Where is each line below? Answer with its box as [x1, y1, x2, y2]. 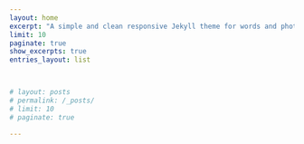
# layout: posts [9, 88, 71, 97]
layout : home [9, 13, 59, 23]
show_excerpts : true [9, 47, 88, 56]
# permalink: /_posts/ [9, 96, 95, 105]
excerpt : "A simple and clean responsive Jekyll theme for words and [9, 22, 278, 31]
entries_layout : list [9, 55, 91, 64]
